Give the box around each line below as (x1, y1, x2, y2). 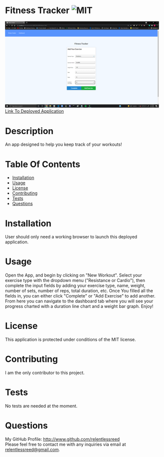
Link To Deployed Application (5, 108, 64, 114)
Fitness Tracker (5, 5, 70, 16)
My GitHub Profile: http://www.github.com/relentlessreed (5, 436, 120, 442)
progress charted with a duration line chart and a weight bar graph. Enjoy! (5, 303, 154, 309)
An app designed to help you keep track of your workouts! (5, 141, 122, 147)
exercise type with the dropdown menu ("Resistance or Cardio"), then (5, 278, 145, 283)
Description (5, 125, 54, 137)
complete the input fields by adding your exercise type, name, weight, (5, 283, 145, 289)
